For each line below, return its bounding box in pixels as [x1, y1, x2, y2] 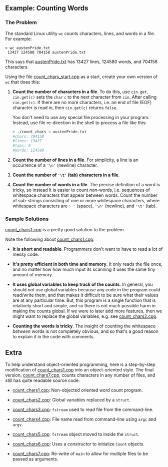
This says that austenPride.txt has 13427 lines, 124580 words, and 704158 [5, 59, 158, 65]
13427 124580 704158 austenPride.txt [7, 50, 86, 55]
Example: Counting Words [5, 4, 88, 13]
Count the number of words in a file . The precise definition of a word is [12, 182, 160, 188]
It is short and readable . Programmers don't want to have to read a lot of [12, 246, 163, 252]
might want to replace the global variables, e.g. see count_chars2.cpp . [12, 313, 157, 319]
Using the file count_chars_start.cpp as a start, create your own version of [5, 74, 158, 80]
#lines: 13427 [12, 139, 42, 144]
